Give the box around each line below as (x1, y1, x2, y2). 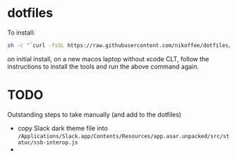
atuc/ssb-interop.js (17, 139, 78, 146)
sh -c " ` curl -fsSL (7, 42, 65, 49)
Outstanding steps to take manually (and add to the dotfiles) (7, 110, 182, 119)
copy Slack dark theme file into (17, 123, 108, 132)
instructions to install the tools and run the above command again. (7, 62, 200, 71)
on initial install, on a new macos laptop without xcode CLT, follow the (7, 54, 209, 63)
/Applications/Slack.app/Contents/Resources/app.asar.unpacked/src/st (17, 133, 230, 140)
